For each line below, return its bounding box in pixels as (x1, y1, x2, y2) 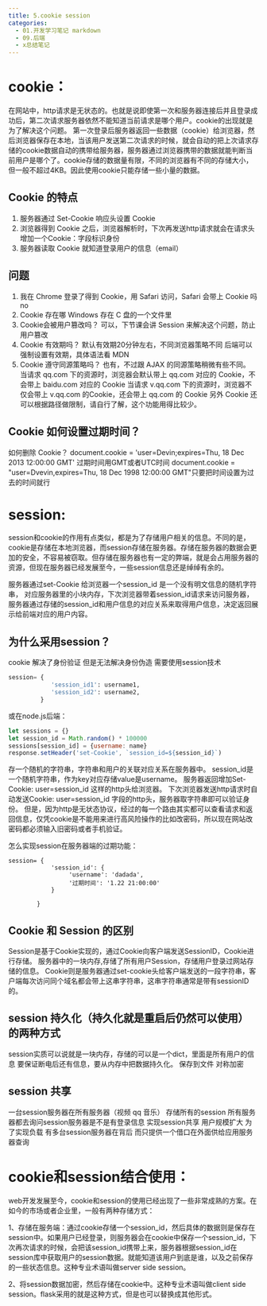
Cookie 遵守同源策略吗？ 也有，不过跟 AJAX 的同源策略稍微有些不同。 (19, 360, 250, 369)
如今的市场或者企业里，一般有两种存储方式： (8, 1206, 155, 1215)
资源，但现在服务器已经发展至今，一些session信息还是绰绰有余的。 (8, 562, 229, 573)
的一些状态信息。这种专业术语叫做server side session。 (8, 1262, 191, 1272)
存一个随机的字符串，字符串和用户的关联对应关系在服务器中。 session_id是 (8, 764, 254, 774)
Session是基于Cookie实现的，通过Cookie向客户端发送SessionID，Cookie (8, 946, 248, 956)
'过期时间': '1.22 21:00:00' (68, 880, 161, 888)
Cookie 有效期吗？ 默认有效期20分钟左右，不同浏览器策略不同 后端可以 (19, 340, 253, 349)
